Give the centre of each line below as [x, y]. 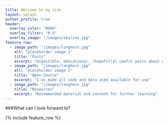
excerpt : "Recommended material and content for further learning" [86, 94]
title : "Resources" [34, 89]
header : [13, 24]
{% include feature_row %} [33, 118]
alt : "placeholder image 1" [43, 52]
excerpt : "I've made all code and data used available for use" [82, 80]
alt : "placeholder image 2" [43, 71]
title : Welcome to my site [33, 10]
